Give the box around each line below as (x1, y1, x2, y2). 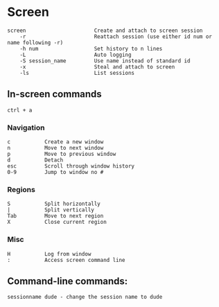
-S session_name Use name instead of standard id (19, 57, 191, 64)
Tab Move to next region (7, 213, 104, 220)
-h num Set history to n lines (19, 45, 163, 52)
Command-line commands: (7, 275, 128, 288)
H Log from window (7, 250, 91, 257)
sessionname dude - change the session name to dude (7, 294, 163, 301)
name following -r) (7, 39, 64, 46)
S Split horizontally (7, 200, 100, 208)
